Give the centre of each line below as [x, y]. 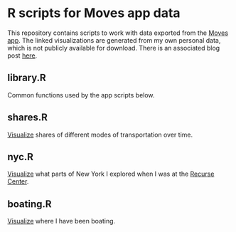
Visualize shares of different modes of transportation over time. [100, 135]
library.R [27, 78]
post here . [22, 56]
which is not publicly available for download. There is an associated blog [114, 48]
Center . [18, 181]
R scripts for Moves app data [94, 13]
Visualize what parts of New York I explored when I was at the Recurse [111, 174]
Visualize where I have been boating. [61, 221]
